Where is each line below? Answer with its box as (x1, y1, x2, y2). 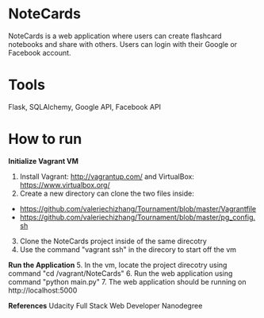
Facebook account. (8, 48, 71, 57)
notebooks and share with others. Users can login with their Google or (8, 39, 238, 48)
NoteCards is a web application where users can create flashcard (8, 31, 222, 41)
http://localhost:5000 (8, 285, 78, 295)
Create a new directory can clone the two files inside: (19, 188, 194, 198)
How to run (8, 130, 82, 148)
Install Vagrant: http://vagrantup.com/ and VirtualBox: (19, 172, 194, 181)
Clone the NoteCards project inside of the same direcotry (19, 236, 208, 246)
